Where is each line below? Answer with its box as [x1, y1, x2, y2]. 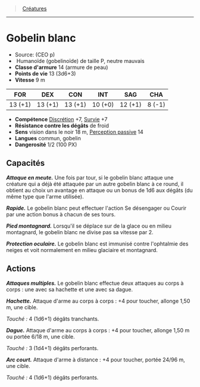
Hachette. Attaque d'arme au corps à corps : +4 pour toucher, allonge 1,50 [6, 297, 190, 304]
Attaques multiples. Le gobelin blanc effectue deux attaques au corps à [6, 279, 184, 287]
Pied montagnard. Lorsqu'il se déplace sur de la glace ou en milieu [6, 222, 171, 229]
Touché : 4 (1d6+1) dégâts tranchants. [6, 315, 99, 322]
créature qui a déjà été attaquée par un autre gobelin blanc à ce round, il [6, 180, 183, 187]
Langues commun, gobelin [14, 134, 82, 141]
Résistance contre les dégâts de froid [14, 122, 109, 129]
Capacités [6, 158, 45, 168]
